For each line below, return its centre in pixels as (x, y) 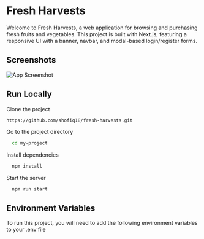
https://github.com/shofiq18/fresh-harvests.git (70, 120)
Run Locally (29, 94)
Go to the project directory (40, 132)
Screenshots (31, 60)
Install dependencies (33, 155)
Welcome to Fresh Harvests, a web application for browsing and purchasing (102, 28)
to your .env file (26, 229)
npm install (27, 167)
